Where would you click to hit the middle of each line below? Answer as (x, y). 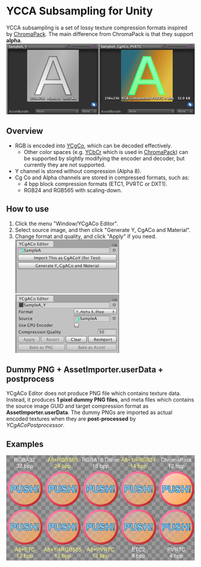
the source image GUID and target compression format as (77, 406)
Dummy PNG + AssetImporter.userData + (85, 370)
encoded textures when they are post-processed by (71, 419)
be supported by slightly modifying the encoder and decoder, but (104, 158)
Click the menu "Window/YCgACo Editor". (66, 224)
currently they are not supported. (65, 165)
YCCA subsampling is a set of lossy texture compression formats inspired (97, 28)
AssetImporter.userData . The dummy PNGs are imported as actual (89, 412)
